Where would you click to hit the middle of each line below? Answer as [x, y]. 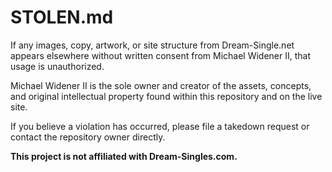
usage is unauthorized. [57, 66]
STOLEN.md [62, 17]
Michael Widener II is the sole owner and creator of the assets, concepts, [161, 85]
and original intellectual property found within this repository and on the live [166, 96]
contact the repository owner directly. [88, 137]
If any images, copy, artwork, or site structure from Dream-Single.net [152, 45]
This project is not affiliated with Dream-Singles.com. [124, 156]
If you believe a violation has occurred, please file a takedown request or [160, 126]
